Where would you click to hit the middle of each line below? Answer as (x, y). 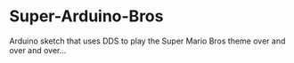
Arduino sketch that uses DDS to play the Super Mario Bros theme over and (147, 41)
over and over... (38, 50)
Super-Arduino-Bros (86, 16)
